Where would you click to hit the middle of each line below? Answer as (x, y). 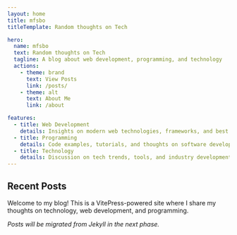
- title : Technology (44, 151)
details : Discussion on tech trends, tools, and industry (107, 157)
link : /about (45, 106)
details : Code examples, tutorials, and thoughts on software (113, 144)
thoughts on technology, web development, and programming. (98, 210)
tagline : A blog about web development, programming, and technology (118, 60)
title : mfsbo (26, 20)
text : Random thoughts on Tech (60, 53)
